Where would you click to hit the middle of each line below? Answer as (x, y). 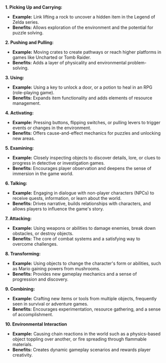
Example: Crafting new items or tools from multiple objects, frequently (84, 298)
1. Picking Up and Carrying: (34, 7)
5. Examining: (19, 148)
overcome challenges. (35, 244)
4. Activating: (19, 113)
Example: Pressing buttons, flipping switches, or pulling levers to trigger (86, 122)
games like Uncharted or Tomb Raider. (51, 57)
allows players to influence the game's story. (58, 209)
